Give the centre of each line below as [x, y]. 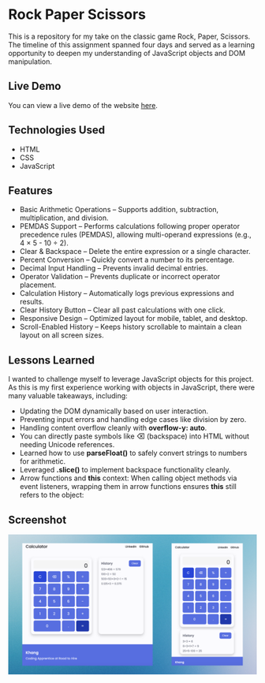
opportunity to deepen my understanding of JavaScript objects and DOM [127, 53]
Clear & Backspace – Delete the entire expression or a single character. [135, 252]
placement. [38, 285]
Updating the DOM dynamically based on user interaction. [114, 411]
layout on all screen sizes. [62, 335]
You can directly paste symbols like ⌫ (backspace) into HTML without [134, 436]
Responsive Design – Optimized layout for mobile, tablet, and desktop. [134, 319]
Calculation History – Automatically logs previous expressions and [127, 293]
